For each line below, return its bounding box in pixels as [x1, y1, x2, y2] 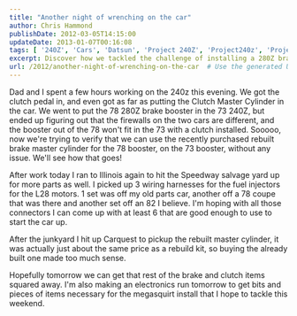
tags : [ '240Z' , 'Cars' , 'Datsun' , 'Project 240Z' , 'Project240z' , [9, 46, 263, 55]
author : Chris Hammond [9, 21, 93, 30]
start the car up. [9, 216, 68, 227]
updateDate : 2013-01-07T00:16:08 [9, 37, 133, 47]
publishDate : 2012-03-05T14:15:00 [9, 29, 137, 38]
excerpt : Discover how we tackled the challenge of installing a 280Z [9, 54, 275, 63]
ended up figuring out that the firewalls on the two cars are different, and [9, 114, 275, 125]
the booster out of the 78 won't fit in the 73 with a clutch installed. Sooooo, [9, 124, 281, 135]
